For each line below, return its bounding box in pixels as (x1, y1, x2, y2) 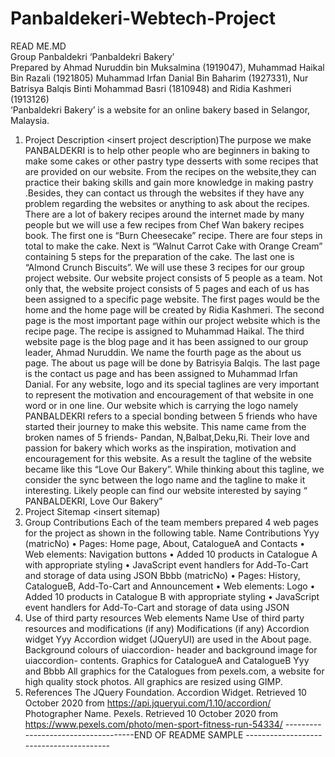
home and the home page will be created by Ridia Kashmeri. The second (24, 303, 325, 316)
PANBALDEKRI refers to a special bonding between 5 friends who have (24, 410, 318, 422)
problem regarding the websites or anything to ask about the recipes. (24, 197, 310, 209)
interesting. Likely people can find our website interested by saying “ (24, 484, 308, 496)
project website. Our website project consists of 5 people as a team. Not (24, 272, 323, 284)
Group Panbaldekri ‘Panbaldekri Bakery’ (10, 50, 175, 62)
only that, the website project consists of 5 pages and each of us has (24, 282, 310, 294)
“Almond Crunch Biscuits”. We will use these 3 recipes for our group (24, 261, 305, 273)
